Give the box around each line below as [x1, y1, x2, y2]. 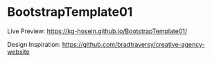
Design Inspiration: [7, 40, 61, 48]
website [7, 48, 30, 56]
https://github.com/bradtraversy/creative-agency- [62, 40, 206, 48]
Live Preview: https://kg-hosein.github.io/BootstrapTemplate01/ [7, 27, 188, 35]
